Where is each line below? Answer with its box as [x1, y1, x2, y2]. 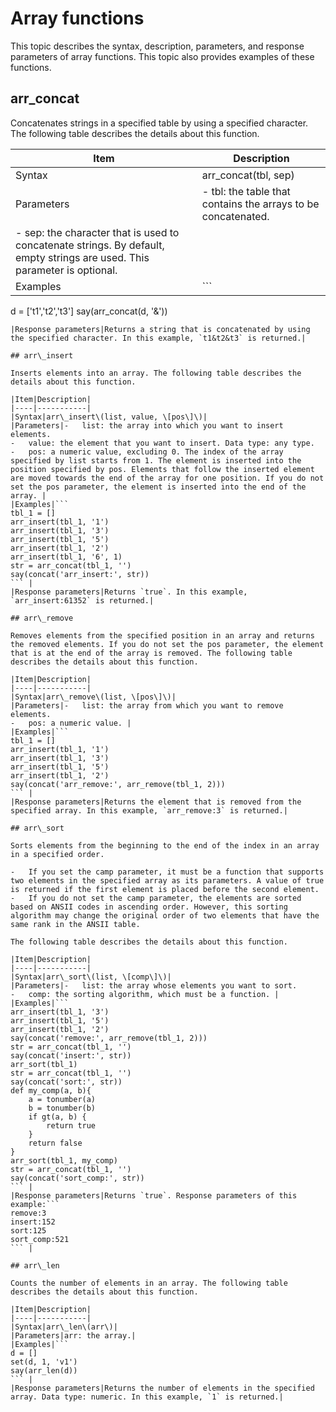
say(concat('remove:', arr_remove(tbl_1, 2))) [10, 1033, 208, 1043]
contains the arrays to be [201, 197, 320, 211]
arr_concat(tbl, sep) [201, 168, 295, 182]
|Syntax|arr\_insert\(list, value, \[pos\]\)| [10, 412, 208, 422]
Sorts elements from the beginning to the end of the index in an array [10, 840, 320, 851]
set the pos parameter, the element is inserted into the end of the [10, 482, 307, 492]
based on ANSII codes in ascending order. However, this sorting [10, 902, 288, 912]
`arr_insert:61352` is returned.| [10, 595, 155, 606]
